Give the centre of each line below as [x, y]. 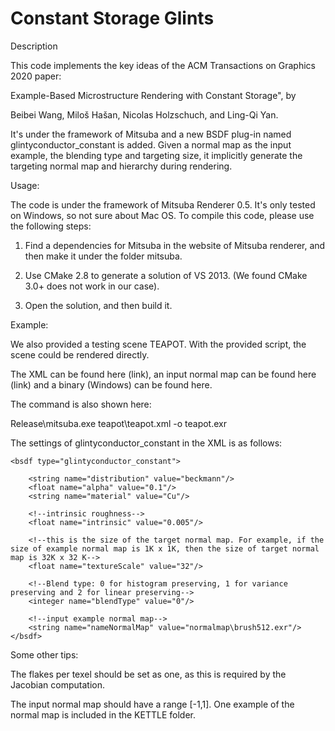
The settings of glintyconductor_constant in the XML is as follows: [146, 443]
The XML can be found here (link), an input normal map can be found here [163, 374]
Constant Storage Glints [112, 18]
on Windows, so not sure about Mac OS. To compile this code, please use [162, 215]
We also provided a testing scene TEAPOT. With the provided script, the [158, 344]
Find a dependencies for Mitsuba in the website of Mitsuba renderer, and [175, 245]
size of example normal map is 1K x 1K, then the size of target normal [165, 548]
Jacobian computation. [57, 684]
